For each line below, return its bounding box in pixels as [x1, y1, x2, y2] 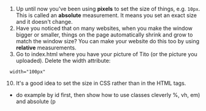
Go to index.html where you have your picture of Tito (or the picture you [15, 51, 198, 57]
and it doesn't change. [15, 18, 73, 25]
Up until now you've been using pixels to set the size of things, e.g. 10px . [15, 5, 200, 12]
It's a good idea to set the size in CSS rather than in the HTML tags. [15, 79, 186, 87]
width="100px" [9, 69, 46, 75]
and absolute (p [15, 98, 56, 105]
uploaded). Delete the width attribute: [15, 57, 111, 64]
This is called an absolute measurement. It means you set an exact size [15, 12, 197, 19]
